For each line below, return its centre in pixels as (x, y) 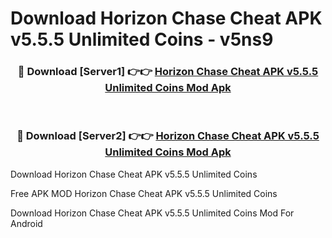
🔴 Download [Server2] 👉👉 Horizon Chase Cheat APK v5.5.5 (168, 136)
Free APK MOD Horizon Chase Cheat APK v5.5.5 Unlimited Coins (144, 193)
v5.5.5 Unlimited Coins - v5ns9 (142, 39)
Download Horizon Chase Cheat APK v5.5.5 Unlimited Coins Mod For (152, 213)
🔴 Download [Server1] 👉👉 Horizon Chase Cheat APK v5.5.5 (168, 72)
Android (26, 223)
